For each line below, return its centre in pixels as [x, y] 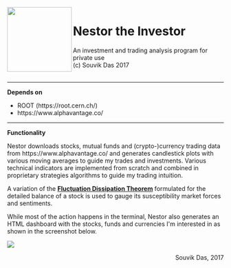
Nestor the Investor [129, 31]
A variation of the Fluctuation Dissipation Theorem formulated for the [107, 188]
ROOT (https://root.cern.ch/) [57, 105]
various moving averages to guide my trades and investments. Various [107, 161]
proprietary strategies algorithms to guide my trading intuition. [95, 175]
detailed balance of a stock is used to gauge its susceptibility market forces [114, 196]
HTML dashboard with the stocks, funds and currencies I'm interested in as [114, 224]
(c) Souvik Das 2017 [101, 65]
